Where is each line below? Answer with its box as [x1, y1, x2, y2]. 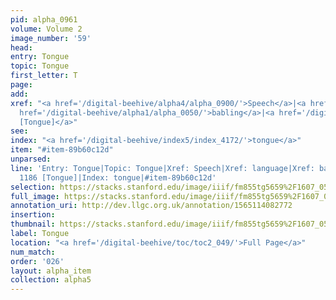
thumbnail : [10, 219, 56, 230]
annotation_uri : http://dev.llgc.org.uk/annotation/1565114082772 [10, 201, 293, 211]
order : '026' [10, 256, 65, 266]
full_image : [10, 191, 60, 201]
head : [10, 42, 33, 53]
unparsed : [10, 154, 52, 164]
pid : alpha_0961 [10, 14, 78, 25]
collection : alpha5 [10, 275, 92, 285]
